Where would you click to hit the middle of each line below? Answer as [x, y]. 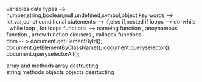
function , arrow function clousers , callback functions [74, 35]
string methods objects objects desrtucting [60, 72]
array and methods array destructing [52, 66]
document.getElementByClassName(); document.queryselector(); [89, 47]
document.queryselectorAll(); [43, 54]
